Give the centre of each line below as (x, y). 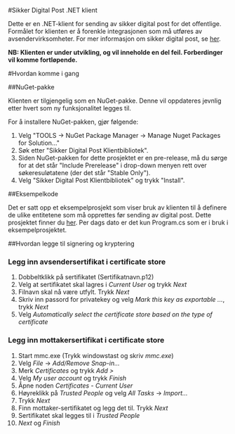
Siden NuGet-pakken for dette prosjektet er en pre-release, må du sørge (122, 158)
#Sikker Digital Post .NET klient (53, 10)
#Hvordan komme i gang (44, 74)
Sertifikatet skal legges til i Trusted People (79, 415)
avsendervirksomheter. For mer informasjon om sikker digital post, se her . (115, 39)
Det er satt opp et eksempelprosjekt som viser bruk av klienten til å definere (117, 208)
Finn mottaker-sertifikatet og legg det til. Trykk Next (93, 408)
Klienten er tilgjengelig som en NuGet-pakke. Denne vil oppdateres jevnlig (115, 101)
